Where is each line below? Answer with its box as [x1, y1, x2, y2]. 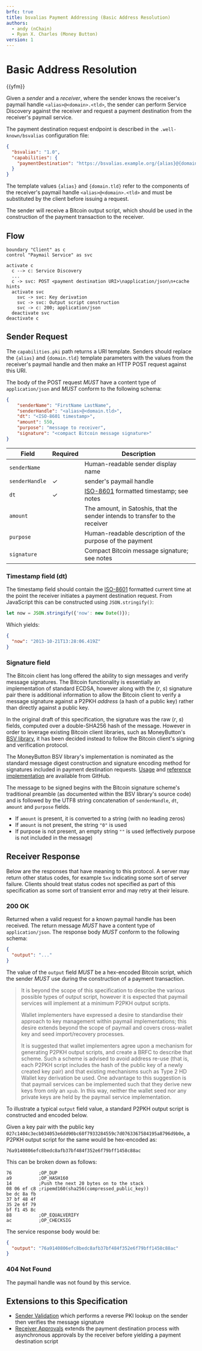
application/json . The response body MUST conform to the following [6, 928, 180, 935]
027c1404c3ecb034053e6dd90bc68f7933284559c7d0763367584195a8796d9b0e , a [6, 1129, 191, 1137]
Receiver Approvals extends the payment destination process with [14, 1325, 179, 1332]
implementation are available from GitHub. [6, 772, 111, 779]
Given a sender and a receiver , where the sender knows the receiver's [6, 94, 180, 101]
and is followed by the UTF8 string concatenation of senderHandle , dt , [6, 797, 179, 804]
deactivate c [6, 315, 39, 321]
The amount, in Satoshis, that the [84, 504, 177, 513]
